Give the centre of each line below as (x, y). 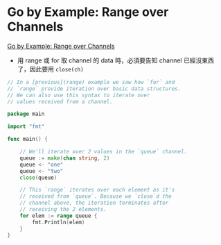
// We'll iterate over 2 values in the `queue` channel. (104, 152)
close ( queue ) (38, 178)
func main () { (28, 140)
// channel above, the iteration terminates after (94, 203)
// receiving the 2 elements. (63, 210)
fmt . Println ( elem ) (59, 222)
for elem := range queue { (59, 216)
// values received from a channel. (60, 101)
